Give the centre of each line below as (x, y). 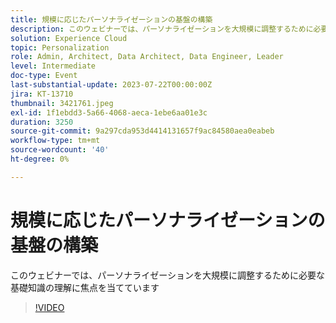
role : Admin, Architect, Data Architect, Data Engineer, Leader (147, 57)
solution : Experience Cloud (69, 38)
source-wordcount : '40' (60, 150)
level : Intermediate (53, 66)
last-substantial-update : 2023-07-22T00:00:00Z (111, 85)
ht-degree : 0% (40, 159)
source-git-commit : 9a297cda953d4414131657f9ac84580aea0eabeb (142, 131)
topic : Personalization (60, 47)
